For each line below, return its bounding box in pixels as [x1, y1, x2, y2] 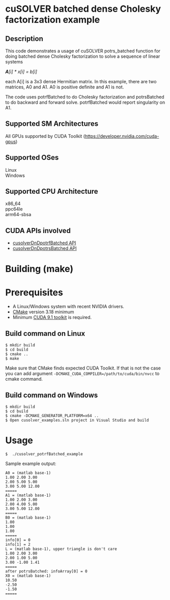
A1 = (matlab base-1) [5, 493, 51, 498]
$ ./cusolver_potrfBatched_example [5, 451, 83, 456]
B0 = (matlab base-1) [5, 515, 51, 520]
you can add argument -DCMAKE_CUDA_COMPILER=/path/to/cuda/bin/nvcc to [5, 371, 160, 377]
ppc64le [5, 206, 23, 212]
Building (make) [5, 263, 74, 275]
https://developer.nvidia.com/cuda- [84, 133, 159, 139]
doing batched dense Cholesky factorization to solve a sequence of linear [5, 53, 160, 59]
